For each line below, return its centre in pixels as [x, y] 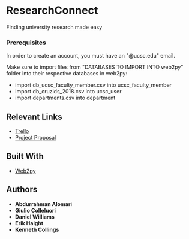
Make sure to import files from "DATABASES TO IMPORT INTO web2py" [95, 67]
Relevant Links [34, 117]
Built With [25, 156]
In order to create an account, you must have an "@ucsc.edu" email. [91, 56]
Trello [22, 131]
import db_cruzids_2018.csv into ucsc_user [68, 92]
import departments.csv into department [65, 98]
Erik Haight [29, 223]
